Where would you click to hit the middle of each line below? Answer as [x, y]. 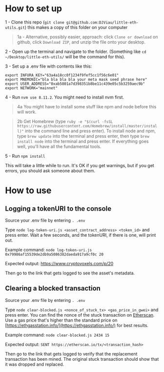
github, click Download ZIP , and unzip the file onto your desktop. [81, 42]
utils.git [15, 27]
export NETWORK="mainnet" [31, 88]
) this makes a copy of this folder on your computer [76, 27]
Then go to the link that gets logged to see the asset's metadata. [70, 273]
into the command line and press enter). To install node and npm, [91, 131]
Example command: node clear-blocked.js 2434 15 [57, 335]
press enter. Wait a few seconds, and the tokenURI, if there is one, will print [81, 235]
